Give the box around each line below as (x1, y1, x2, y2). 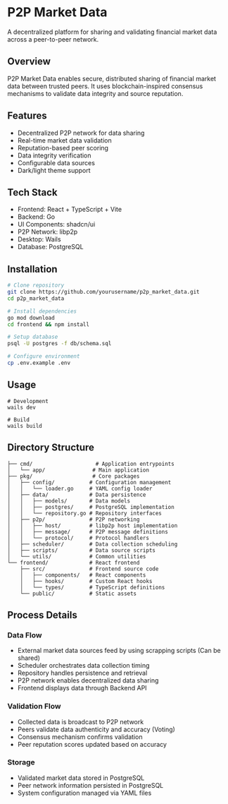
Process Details (7, 608, 77, 621)
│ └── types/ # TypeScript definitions (20, 584, 165, 591)
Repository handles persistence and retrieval (17, 668, 148, 678)
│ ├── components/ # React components (20, 571, 146, 579)
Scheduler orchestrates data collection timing (17, 661, 150, 670)
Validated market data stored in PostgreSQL (17, 774, 145, 782)
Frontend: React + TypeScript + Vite (17, 205, 122, 214)
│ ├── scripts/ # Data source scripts (7, 546, 156, 554)
